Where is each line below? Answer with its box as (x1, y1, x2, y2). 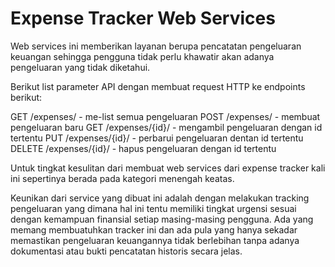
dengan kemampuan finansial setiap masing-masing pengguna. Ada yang (10, 213, 314, 225)
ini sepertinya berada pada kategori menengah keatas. (10, 172, 235, 184)
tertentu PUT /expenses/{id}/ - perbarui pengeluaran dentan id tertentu (10, 132, 304, 144)
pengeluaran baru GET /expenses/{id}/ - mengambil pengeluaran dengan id (10, 121, 323, 133)
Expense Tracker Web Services (10, 7, 276, 30)
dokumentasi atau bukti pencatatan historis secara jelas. (10, 245, 243, 257)
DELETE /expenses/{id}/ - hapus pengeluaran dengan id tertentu (10, 142, 277, 154)
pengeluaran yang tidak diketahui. (10, 61, 151, 73)
